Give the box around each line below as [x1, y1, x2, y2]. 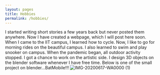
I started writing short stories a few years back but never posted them [5, 29, 144, 35]
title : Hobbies [5, 12, 36, 16]
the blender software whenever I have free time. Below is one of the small [5, 60, 152, 65]
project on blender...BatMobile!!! [5, 65, 69, 71]
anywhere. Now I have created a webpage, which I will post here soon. [5, 34, 146, 40]
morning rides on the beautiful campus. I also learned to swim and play [5, 44, 147, 50]
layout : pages [5, 7, 34, 12]
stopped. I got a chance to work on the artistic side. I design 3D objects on [5, 55, 154, 61]
